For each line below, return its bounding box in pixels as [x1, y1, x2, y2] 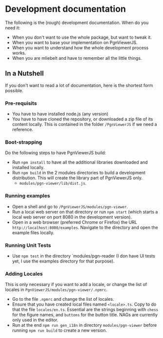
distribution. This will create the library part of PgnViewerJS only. [12, 175, 143, 181]
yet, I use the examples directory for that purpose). [12, 258, 115, 264]
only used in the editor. [12, 317, 59, 323]
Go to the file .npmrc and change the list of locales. [12, 296, 114, 302]
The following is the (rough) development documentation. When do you [5, 20, 149, 25]
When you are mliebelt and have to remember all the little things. [12, 55, 142, 61]
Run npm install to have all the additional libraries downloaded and [12, 159, 148, 165]
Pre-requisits [5, 99, 37, 106]
